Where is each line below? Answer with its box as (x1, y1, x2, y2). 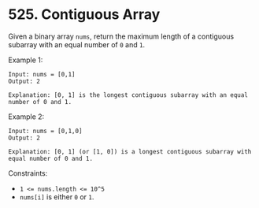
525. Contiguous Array (8, 6, 161, 24)
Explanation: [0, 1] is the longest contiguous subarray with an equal (8, 91, 248, 99)
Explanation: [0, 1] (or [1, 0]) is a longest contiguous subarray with (8, 147, 252, 155)
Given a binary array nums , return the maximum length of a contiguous (8, 32, 235, 41)
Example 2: (8, 112, 45, 121)
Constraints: (8, 168, 48, 178)
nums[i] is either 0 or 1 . (19, 191, 94, 202)
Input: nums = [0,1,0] (8, 127, 83, 135)
